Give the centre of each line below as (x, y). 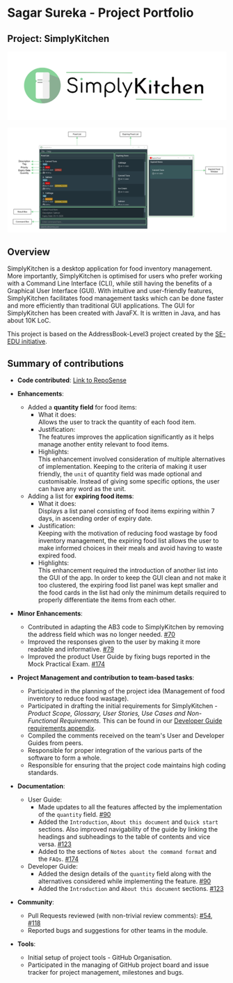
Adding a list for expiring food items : (81, 496)
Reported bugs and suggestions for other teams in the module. (118, 931)
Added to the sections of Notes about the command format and (127, 852)
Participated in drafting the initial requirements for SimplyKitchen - (122, 706)
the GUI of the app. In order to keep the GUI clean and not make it (132, 578)
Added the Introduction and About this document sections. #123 (131, 889)
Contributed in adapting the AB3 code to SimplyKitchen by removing (126, 627)
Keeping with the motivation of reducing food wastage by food (128, 533)
